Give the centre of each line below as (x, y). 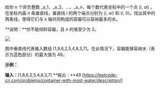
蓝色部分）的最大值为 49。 (40, 55)
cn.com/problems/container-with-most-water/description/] (64, 80)
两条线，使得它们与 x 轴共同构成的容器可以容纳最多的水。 (63, 19)
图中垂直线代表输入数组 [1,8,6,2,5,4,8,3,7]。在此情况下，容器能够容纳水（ (78, 49)
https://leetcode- (101, 75)
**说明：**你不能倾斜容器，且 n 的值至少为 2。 (52, 29)
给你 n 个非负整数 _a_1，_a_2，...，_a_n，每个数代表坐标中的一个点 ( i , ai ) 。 (80, 7)
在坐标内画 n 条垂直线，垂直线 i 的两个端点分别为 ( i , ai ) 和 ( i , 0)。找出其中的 (80, 13)
